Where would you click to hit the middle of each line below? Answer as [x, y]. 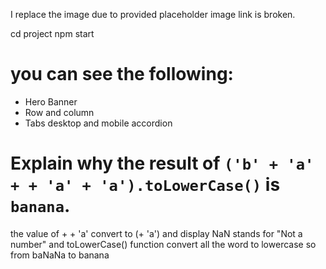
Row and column [59, 112]
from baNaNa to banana [60, 255]
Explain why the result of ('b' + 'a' [162, 163]
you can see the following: [122, 74]
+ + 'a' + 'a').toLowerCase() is [145, 185]
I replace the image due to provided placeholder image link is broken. [153, 14]
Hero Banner [51, 101]
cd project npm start [52, 33]
